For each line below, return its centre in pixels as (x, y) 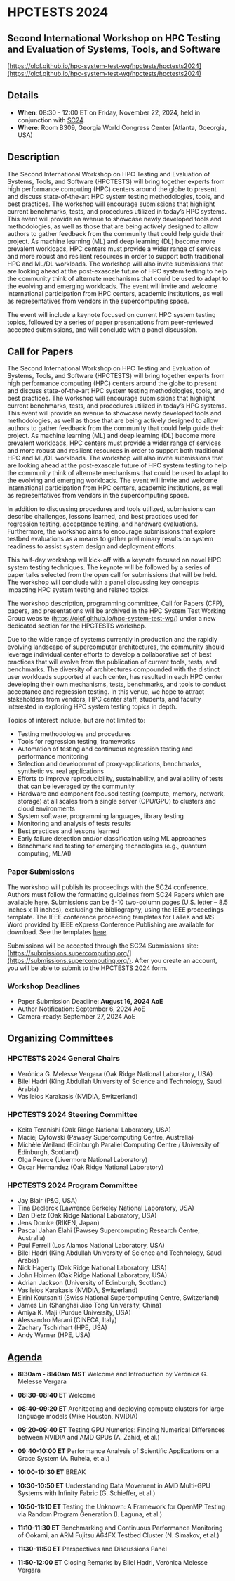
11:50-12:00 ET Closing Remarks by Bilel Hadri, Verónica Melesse (113, 1563)
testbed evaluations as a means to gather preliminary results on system (110, 539)
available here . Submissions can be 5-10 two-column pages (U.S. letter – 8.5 (117, 902)
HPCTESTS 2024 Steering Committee (73, 1114)
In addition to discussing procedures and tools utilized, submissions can (112, 509)
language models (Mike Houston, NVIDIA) (78, 1417)
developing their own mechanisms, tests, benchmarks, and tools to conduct (117, 684)
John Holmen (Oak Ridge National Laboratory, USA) (92, 1275)
